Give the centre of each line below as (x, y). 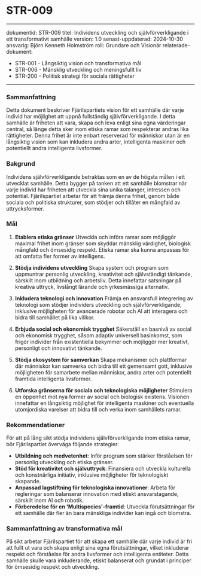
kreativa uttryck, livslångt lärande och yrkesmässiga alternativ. (92, 287)
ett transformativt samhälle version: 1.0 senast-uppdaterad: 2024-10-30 (95, 39)
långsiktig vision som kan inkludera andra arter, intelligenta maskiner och (96, 142)
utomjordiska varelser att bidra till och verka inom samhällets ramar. (98, 409)
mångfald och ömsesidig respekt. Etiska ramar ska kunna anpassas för (102, 249)
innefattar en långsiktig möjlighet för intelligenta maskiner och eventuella (104, 403)
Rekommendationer (36, 425)
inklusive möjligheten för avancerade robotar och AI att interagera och (101, 311)
